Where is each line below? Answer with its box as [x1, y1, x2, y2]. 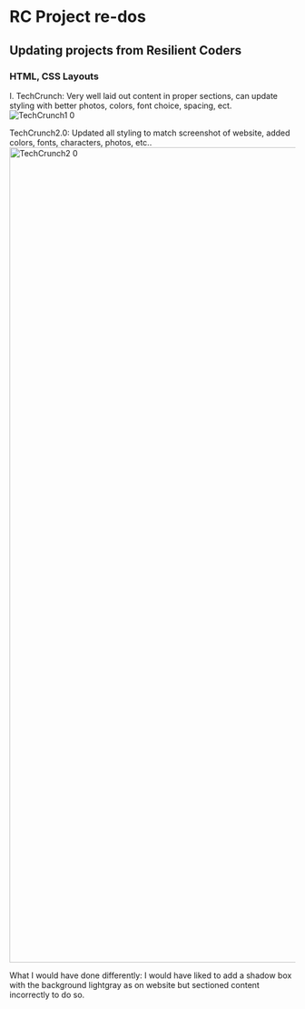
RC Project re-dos [9, 6, 147, 27]
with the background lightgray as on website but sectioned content [9, 979, 261, 990]
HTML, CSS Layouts [9, 70, 100, 83]
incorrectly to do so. [9, 989, 85, 1000]
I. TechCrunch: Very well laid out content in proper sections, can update [9, 90, 279, 101]
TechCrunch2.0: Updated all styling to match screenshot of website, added [9, 127, 290, 138]
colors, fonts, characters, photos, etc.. [9, 136, 152, 147]
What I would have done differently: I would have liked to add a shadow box [9, 970, 292, 981]
